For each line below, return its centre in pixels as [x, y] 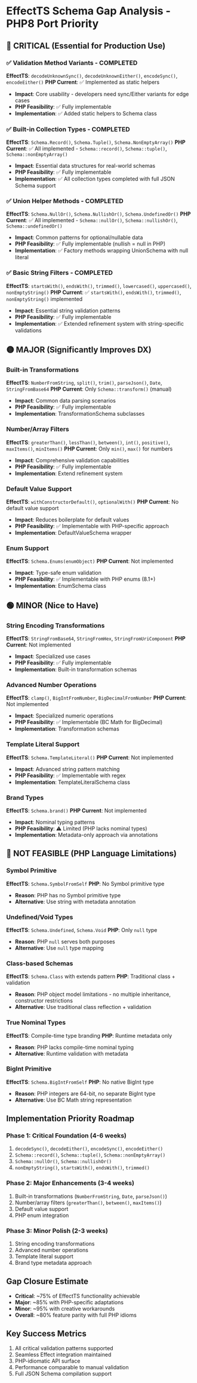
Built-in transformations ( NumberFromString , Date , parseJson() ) [91, 1196]
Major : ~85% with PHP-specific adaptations [69, 1302]
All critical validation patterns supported [64, 1348]
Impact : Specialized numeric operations [64, 716]
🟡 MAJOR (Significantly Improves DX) [79, 350]
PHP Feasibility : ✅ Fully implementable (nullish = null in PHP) [90, 244]
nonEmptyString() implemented [44, 299]
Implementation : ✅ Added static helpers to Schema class [86, 113]
